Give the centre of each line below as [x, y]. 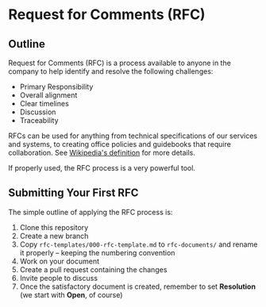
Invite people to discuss [58, 278]
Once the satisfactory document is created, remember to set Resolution [138, 286]
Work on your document [59, 261]
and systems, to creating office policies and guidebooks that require [120, 144]
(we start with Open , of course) [71, 294]
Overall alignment [48, 95]
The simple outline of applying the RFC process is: [91, 212]
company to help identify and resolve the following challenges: [111, 71]
